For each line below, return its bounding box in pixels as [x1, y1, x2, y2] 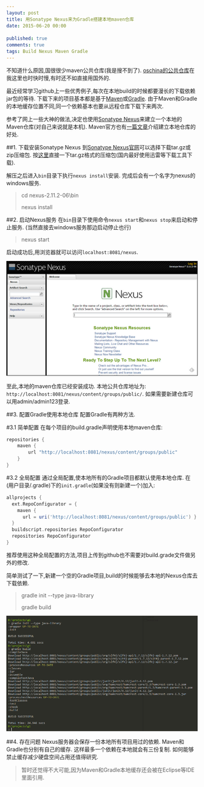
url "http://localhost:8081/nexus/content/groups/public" [28, 449, 178, 455]
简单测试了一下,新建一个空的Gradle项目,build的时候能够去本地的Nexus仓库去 [6, 572, 198, 579]
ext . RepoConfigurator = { [12, 500, 78, 507]
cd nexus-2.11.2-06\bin [21, 191, 79, 199]
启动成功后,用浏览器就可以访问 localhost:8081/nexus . [6, 248, 138, 255]
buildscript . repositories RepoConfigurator [12, 527, 123, 533]
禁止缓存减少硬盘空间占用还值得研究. [6, 753, 99, 761]
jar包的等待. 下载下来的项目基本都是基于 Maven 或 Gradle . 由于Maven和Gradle [6, 94, 197, 102]
